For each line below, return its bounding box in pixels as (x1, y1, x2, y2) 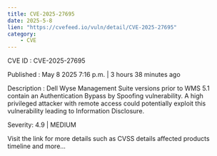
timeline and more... (7, 142, 66, 150)
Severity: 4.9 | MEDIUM (7, 120, 76, 129)
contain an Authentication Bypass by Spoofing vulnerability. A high (7, 92, 203, 100)
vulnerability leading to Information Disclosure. (7, 107, 145, 115)
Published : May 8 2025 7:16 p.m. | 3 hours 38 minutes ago (7, 71, 181, 79)
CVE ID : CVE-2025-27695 (7, 56, 86, 65)
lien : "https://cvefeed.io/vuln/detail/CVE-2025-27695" (7, 24, 177, 31)
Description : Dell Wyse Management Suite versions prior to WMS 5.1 (7, 84, 210, 93)
